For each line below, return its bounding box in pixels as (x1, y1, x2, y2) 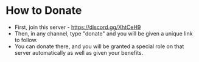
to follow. (14, 36, 38, 43)
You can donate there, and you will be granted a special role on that (14, 43, 184, 50)
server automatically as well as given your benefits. (14, 49, 144, 56)
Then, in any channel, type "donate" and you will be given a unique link (14, 29, 193, 37)
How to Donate (5, 4, 82, 17)
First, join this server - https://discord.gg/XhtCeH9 (14, 23, 141, 31)
